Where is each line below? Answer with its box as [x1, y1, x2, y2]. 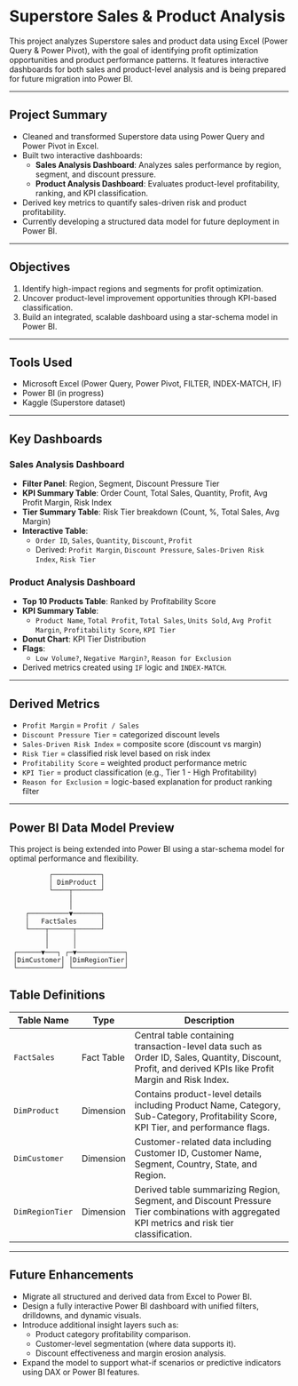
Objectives [9, 259, 71, 275]
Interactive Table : [21, 526, 89, 537]
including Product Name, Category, [134, 1099, 281, 1111]
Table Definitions [9, 988, 106, 1003]
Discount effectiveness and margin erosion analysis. [35, 1348, 227, 1358]
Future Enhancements [9, 1268, 135, 1283]
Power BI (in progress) [21, 388, 105, 399]
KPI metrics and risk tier [134, 1216, 234, 1229]
